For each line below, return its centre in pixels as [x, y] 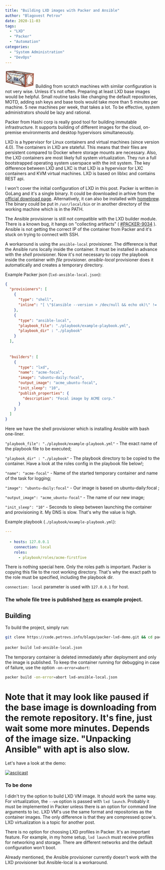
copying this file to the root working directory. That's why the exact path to [81, 572]
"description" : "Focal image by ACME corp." [69, 399]
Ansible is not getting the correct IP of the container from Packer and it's [79, 229]
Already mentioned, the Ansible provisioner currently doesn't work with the [81, 857]
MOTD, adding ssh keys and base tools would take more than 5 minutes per [82, 102]
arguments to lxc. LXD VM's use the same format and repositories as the [79, 812]
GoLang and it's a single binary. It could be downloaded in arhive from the [80, 193]
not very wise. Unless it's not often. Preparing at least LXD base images [78, 91]
